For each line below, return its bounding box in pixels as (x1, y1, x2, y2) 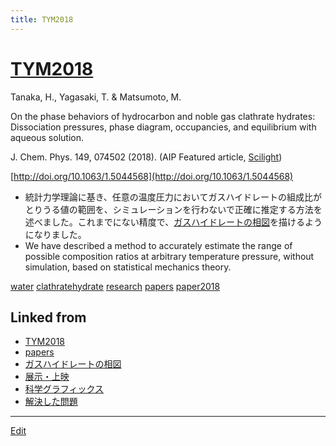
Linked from (10, 309, 87, 326)
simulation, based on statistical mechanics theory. (24, 261, 232, 273)
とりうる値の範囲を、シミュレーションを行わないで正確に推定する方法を (24, 203, 323, 215)
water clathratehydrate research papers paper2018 (10, 280, 221, 292)
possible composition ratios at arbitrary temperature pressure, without (24, 250, 315, 262)
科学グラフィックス (24, 383, 105, 395)
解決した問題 (24, 396, 78, 408)
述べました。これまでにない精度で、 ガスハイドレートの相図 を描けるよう (24, 216, 323, 228)
